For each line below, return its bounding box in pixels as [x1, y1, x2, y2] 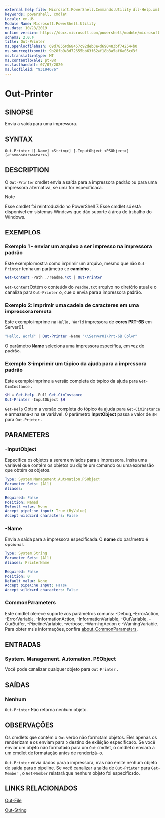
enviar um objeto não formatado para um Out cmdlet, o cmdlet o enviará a [5, 744, 155, 750]
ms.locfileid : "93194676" [5, 67, 58, 72]
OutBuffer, [5, 621, 26, 627]
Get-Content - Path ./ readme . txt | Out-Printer [5, 275, 102, 280]
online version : [5, 30, 38, 35]
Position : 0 [5, 574, 30, 579]
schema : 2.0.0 [5, 35, 34, 40]
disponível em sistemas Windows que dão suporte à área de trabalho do [5, 208, 152, 215]
